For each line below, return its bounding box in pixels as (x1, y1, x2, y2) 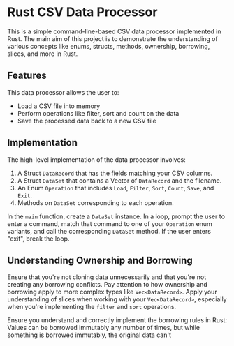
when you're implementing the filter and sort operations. (7, 303, 177, 311)
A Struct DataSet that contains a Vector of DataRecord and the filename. (17, 176, 222, 185)
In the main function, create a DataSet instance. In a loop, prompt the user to (7, 212, 226, 220)
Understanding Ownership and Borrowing (7, 254, 193, 266)
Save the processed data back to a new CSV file (17, 116, 156, 125)
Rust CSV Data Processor (7, 4, 158, 20)
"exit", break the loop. (7, 234, 70, 243)
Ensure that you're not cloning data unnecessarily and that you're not (7, 273, 207, 281)
